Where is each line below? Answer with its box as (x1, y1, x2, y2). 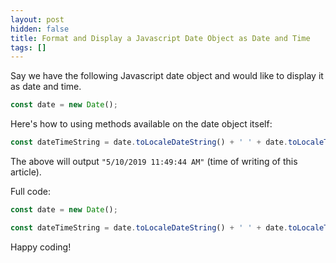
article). (10, 166, 42, 178)
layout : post (10, 14, 65, 25)
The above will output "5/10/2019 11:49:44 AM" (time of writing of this (10, 156, 298, 167)
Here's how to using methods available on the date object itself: (10, 118, 273, 130)
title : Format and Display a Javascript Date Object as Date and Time (10, 33, 311, 43)
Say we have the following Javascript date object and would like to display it (10, 70, 324, 82)
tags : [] (10, 42, 47, 53)
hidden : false (10, 24, 70, 34)
